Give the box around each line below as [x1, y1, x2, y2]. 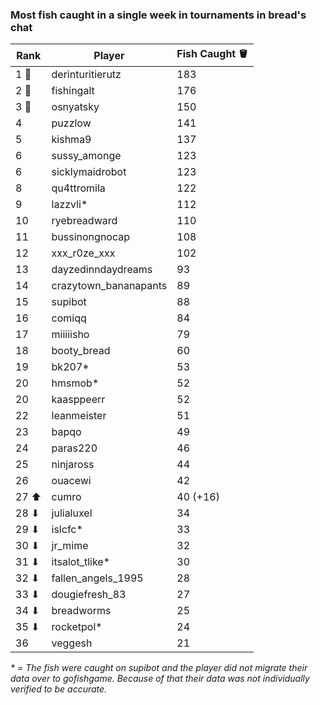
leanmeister [51, 409, 107, 423]
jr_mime [51, 539, 89, 553]
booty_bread [51, 344, 111, 358]
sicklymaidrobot [51, 165, 127, 179]
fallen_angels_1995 [51, 571, 144, 585]
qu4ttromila [51, 181, 106, 195]
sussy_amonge [51, 149, 122, 163]
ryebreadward [51, 214, 118, 228]
